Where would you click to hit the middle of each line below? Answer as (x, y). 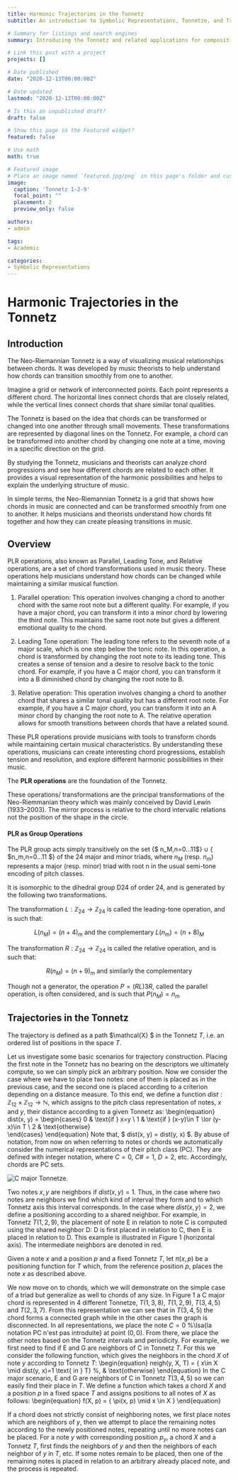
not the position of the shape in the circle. (68, 817)
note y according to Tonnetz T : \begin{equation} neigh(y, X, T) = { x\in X (113, 1363)
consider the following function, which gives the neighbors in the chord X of (118, 1355)
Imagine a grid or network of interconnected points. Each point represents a (118, 390)
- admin (19, 228)
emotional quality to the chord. (62, 627)
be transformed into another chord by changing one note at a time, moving (116, 441)
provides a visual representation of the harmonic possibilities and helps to (115, 477)
